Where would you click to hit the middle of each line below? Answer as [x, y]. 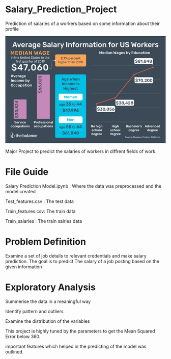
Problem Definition [46, 241]
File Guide [27, 172]
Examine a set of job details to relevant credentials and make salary [76, 255]
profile [12, 29]
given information [24, 267]
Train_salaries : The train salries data [44, 221]
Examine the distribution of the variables [48, 321]
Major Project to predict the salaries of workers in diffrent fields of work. [81, 151]
